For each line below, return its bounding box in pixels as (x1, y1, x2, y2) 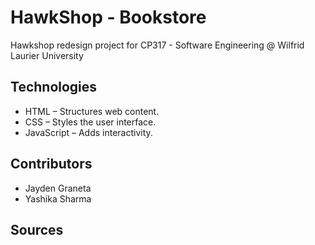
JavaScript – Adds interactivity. (24, 126, 153, 138)
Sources (10, 221, 64, 238)
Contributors (10, 156, 93, 173)
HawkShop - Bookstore (10, 6, 207, 29)
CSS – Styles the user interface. (24, 116, 157, 128)
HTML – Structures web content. (24, 105, 160, 117)
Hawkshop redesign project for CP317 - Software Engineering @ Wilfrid (10, 39, 305, 51)
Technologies (10, 79, 98, 96)
